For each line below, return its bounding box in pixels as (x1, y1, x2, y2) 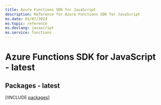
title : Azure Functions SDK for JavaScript (5, 7, 96, 12)
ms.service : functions (5, 30, 52, 35)
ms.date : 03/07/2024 (5, 16, 48, 21)
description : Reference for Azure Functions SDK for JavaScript (5, 12, 140, 17)
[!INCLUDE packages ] (5, 95, 50, 100)
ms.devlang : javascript (5, 26, 54, 31)
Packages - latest (5, 81, 60, 90)
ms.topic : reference (5, 21, 48, 26)
